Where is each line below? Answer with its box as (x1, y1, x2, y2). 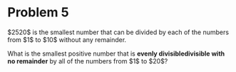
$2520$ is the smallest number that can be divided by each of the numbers (7, 28, 230, 36)
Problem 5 (7, 4, 69, 21)
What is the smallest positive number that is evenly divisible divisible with (7, 49, 225, 58)
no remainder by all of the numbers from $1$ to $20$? (7, 56, 168, 65)
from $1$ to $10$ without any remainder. (7, 35, 127, 43)
